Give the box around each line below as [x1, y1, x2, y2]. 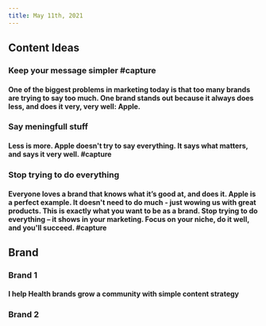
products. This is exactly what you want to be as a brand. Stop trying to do [8, 206, 258, 215]
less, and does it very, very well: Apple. [8, 101, 141, 111]
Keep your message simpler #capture [8, 64, 156, 76]
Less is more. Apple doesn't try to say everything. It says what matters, [8, 141, 249, 151]
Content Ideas [8, 41, 80, 55]
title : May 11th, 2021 [8, 11, 83, 20]
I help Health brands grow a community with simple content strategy [8, 289, 240, 299]
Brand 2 [8, 309, 40, 320]
